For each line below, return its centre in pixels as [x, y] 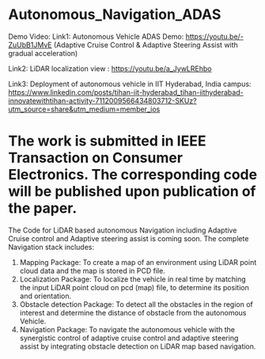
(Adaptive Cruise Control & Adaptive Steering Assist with [146, 44]
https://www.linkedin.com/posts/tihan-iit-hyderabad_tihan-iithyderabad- [126, 92]
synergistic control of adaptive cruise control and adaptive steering [129, 338]
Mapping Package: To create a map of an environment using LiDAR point [138, 262]
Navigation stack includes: [51, 247]
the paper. [43, 208]
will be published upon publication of [132, 192]
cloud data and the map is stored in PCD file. [93, 270]
